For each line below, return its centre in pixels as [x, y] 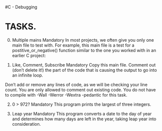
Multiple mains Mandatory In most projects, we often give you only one [83, 40]
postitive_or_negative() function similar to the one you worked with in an [84, 50]
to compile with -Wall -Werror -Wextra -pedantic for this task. [66, 95]
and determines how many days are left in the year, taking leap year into [84, 119]
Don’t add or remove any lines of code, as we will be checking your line [76, 84]
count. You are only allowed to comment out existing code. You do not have [81, 90]
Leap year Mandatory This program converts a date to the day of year [82, 114]
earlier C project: [29, 55]
